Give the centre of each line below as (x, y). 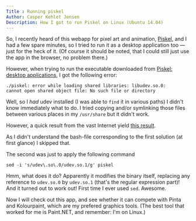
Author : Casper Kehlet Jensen (43, 17)
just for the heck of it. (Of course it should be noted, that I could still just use (98, 51)
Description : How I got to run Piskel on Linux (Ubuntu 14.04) (85, 22)
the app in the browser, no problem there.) (57, 58)
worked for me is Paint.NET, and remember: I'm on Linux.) (76, 212)
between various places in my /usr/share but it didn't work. (78, 114)
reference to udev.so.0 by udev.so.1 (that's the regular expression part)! (93, 182)
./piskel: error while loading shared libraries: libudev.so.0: (86, 86)
